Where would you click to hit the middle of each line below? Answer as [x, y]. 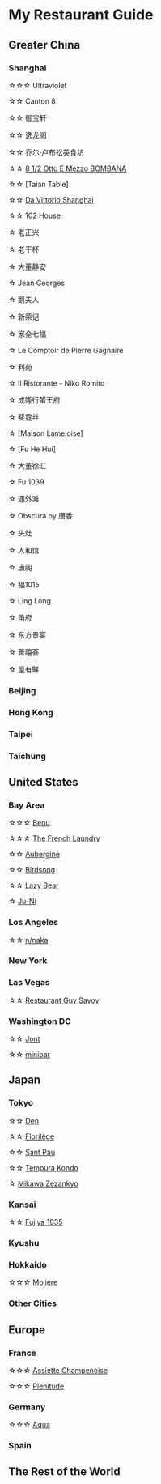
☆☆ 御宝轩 [28, 117]
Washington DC [40, 1021]
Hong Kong [31, 712]
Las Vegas [29, 983]
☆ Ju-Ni [22, 902]
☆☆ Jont [24, 1039]
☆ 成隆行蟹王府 [34, 399]
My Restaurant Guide [81, 15]
